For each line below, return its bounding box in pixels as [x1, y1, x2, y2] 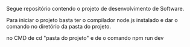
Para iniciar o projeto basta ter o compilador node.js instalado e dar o [6, 17, 178, 23]
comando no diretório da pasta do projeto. [6, 23, 112, 30]
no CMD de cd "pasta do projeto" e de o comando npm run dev [6, 35, 164, 41]
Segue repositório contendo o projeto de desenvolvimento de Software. [6, 5, 185, 12]
